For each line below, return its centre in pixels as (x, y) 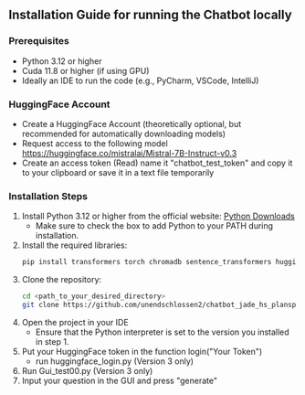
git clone (41, 305)
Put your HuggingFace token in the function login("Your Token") (142, 351)
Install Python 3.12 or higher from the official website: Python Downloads (158, 216)
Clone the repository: (62, 280)
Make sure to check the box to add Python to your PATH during (154, 226)
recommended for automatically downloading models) (123, 133)
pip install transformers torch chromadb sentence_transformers (147, 262)
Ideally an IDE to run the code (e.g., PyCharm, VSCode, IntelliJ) (140, 80)
